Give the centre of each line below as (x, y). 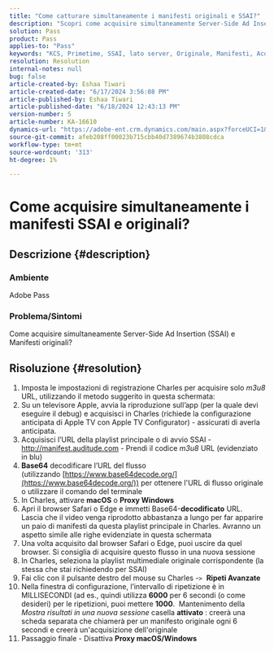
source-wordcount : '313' (51, 152)
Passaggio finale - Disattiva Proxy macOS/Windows (109, 639)
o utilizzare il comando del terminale (82, 492)
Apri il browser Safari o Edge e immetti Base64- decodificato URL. (132, 509)
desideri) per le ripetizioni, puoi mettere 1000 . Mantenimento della (133, 604)
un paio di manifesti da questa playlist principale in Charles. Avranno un (141, 526)
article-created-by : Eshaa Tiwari (68, 84)
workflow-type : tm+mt (46, 144)
